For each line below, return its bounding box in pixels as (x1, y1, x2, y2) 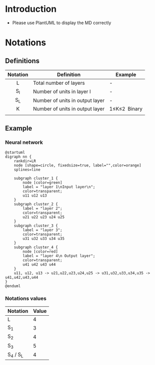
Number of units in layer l (33, 88, 91, 95)
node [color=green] (23, 180, 63, 185)
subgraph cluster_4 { (14, 245, 58, 250)
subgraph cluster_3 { (14, 223, 58, 228)
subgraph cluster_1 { (14, 176, 58, 181)
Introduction (5, 3, 57, 15)
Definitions (5, 57, 40, 65)
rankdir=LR (14, 159, 36, 164)
